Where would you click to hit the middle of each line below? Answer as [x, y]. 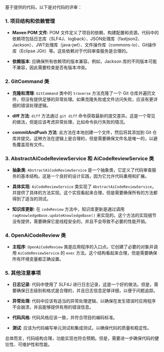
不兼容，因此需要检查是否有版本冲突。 [51, 68]
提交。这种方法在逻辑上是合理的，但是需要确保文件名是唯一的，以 [87, 138]
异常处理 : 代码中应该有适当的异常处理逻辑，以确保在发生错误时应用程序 [84, 301]
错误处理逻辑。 [36, 105]
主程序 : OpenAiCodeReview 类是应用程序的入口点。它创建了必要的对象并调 [85, 247]
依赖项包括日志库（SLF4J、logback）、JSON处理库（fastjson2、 [77, 39]
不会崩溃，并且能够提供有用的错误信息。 [53, 307]
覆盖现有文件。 [31, 144]
